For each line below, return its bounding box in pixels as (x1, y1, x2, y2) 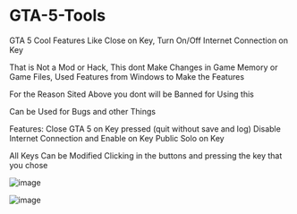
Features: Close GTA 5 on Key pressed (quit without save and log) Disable (9, 123, 282, 134)
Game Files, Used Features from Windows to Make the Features (9, 71, 244, 81)
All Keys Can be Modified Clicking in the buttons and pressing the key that (9, 150, 283, 161)
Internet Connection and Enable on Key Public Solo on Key (9, 133, 225, 143)
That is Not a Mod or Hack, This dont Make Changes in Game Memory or (9, 62, 278, 73)
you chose (9, 159, 48, 170)
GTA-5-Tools (9, 5, 106, 26)
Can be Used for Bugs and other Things (9, 106, 157, 116)
